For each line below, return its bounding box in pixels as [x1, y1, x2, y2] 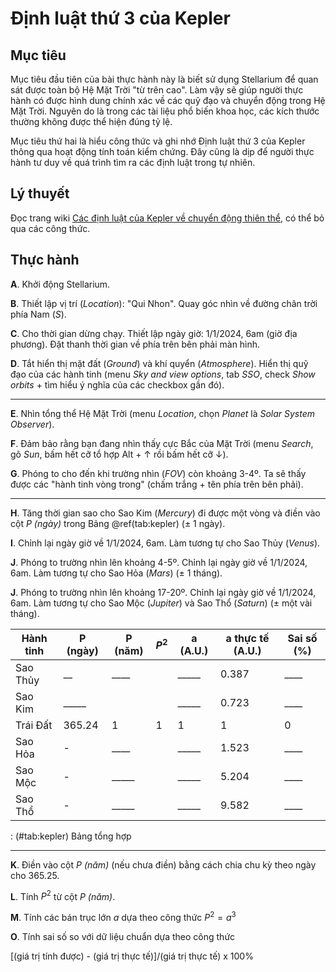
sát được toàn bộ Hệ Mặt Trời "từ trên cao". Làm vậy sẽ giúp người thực [10, 84, 304, 96]
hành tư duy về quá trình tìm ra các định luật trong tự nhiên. [10, 157, 256, 168]
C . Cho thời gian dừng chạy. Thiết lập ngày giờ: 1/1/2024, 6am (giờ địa [10, 327, 298, 339]
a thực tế [225, 631, 270, 645]
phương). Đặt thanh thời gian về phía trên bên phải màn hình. [10, 338, 261, 350]
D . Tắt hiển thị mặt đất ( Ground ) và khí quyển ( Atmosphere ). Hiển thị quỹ [10, 357, 309, 369]
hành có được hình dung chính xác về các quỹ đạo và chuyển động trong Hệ [10, 95, 326, 106]
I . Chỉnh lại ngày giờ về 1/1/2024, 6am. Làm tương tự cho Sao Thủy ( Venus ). [10, 537, 321, 549]
